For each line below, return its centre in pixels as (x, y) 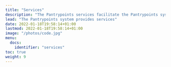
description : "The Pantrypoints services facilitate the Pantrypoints (82, 15)
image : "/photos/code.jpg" (34, 33)
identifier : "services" (40, 47)
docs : (16, 43)
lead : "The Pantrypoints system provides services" (61, 19)
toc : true (16, 52)
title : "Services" (25, 10)
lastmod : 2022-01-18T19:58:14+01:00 (44, 29)
